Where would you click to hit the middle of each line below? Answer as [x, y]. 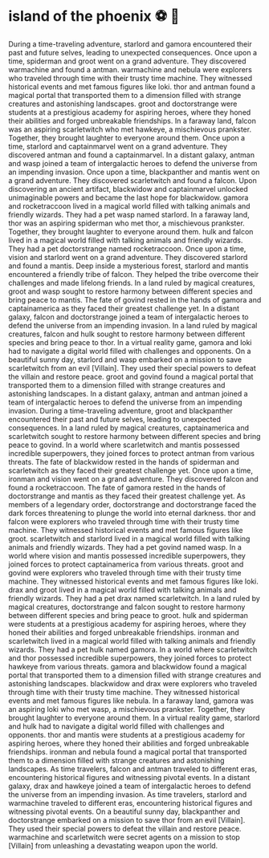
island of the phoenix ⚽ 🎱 [94, 16]
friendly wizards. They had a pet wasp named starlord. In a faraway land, [129, 214]
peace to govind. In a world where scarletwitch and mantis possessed [124, 445]
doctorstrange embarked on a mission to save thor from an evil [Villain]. [127, 819]
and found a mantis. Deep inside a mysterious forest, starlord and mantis [128, 266]
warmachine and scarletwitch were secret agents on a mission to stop [124, 837]
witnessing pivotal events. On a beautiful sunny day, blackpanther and [124, 811]
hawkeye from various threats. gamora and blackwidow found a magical [128, 666]
